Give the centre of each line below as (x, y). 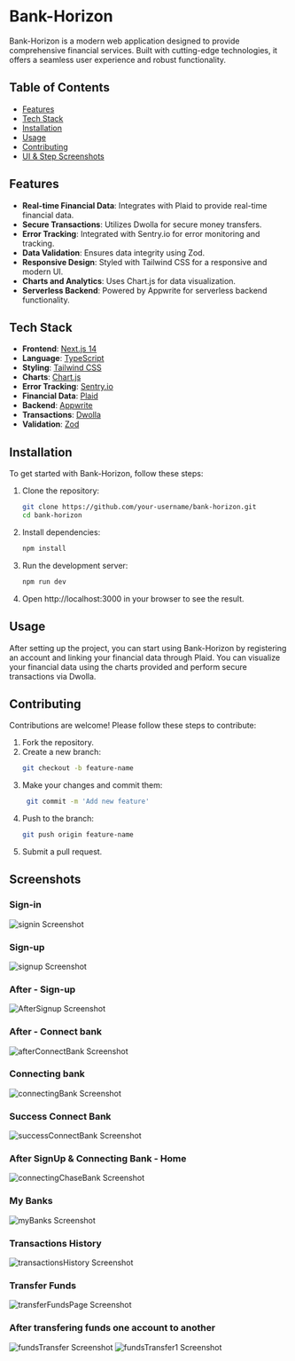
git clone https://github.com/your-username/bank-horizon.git (139, 507)
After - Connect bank (55, 1032)
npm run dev (44, 582)
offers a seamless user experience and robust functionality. (118, 59)
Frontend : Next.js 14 (59, 349)
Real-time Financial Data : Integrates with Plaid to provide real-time (144, 205)
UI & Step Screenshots (63, 156)
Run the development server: (75, 565)
